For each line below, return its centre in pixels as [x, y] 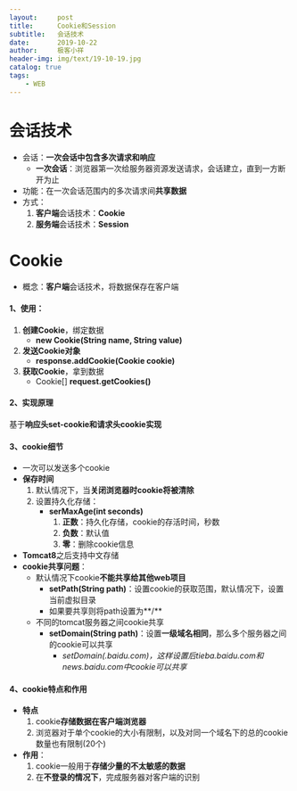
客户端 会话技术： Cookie [80, 213]
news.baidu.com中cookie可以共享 [124, 667]
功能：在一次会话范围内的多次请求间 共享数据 [104, 190]
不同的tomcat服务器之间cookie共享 [100, 622]
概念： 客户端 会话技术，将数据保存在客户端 [100, 286]
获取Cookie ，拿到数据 [63, 371]
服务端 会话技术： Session [82, 224]
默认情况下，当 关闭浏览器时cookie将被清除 [115, 490]
